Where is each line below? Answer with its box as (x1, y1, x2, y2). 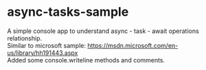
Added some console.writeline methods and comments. (7, 56, 165, 64)
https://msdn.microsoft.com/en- (87, 41, 179, 49)
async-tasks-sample (7, 4, 129, 20)
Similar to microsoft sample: (7, 41, 87, 49)
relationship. (7, 34, 43, 42)
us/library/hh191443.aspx (7, 49, 78, 57)
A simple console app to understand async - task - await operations (7, 27, 199, 35)
